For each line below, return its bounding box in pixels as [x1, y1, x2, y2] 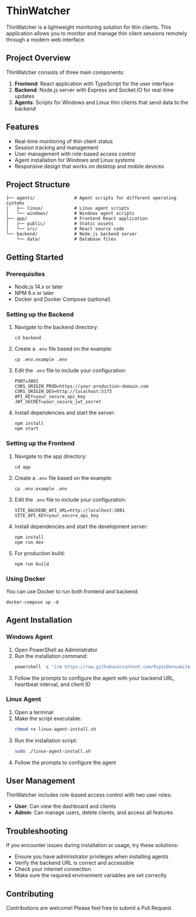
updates [14, 92, 35, 99]
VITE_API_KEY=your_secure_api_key [14, 512, 99, 518]
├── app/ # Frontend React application [6, 216, 148, 221]
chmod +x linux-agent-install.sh [14, 726, 97, 732]
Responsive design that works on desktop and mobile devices [14, 163, 164, 170]
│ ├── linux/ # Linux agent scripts [6, 206, 130, 211]
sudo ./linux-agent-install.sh [14, 748, 91, 754]
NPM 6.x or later [14, 290, 54, 297]
